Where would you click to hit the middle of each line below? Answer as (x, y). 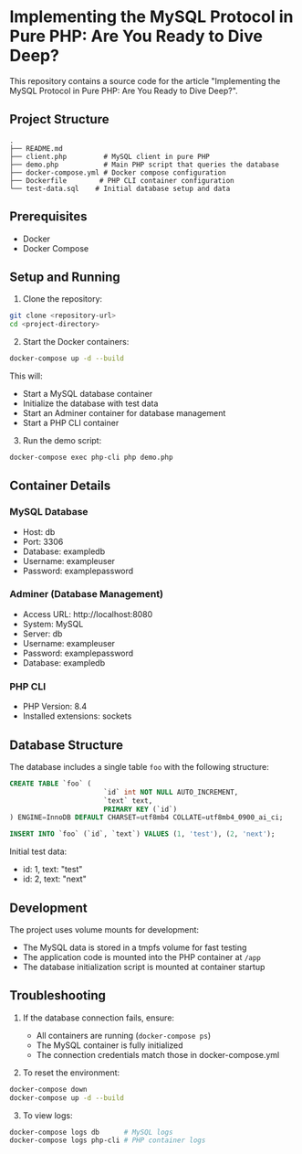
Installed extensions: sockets (77, 716)
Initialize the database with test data (90, 403)
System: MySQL (53, 624)
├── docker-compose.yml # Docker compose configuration (118, 172)
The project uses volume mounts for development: (104, 930)
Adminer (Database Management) (87, 594)
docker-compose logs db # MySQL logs (91, 1132)
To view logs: (47, 1115)
